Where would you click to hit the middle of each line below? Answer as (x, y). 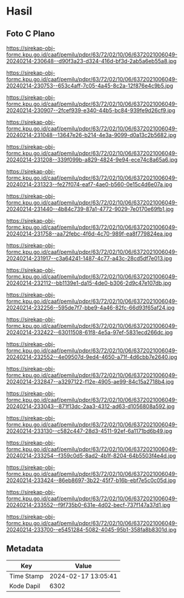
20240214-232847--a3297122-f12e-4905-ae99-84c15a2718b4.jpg (90, 382)
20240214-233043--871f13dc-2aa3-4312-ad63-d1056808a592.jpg (90, 406)
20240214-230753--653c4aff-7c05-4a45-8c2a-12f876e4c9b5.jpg (90, 86)
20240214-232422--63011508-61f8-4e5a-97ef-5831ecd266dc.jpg (90, 332)
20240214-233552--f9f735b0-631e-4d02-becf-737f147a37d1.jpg (88, 505)
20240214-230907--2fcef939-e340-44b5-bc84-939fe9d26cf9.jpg (91, 110)
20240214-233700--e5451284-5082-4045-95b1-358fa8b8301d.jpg (91, 530)
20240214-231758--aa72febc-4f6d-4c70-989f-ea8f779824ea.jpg (89, 234)
